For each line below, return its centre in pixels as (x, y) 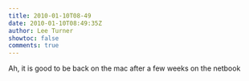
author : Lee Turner (41, 30)
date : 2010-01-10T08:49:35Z (55, 23)
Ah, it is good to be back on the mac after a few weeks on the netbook (124, 68)
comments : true (34, 46)
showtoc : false (34, 38)
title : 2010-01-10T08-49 (50, 16)
